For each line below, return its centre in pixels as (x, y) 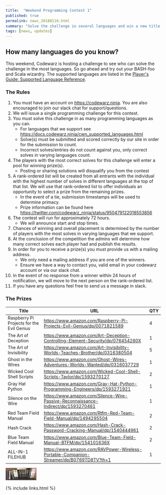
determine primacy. (40, 202)
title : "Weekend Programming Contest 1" (49, 10)
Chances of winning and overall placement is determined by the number (86, 229)
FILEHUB (17, 457)
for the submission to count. (49, 145)
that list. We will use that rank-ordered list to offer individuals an (77, 187)
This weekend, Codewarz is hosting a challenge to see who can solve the (80, 64)
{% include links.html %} (31, 488)
